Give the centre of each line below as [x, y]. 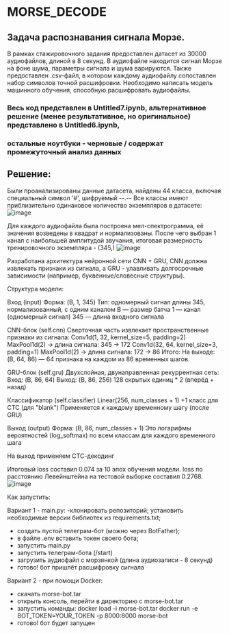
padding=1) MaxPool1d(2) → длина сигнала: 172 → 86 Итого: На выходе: [111, 352]
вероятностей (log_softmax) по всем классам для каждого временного [111, 435]
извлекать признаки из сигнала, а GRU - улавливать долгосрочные [105, 268]
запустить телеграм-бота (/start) [65, 552]
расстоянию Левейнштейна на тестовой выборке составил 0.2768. [105, 476]
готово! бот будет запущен [56, 623]
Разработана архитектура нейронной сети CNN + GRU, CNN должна [107, 260]
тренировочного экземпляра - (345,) [61, 247]
